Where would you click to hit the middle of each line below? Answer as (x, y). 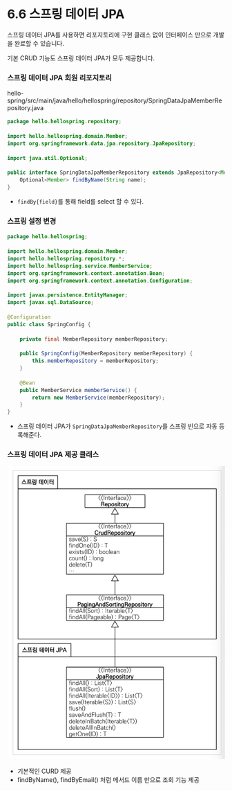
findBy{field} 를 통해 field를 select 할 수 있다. (80, 201)
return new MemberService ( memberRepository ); (99, 398)
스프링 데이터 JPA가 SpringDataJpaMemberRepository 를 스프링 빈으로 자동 (117, 426)
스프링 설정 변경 (32, 221)
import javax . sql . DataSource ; (51, 303)
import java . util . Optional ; (48, 158)
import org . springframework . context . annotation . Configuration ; (100, 281)
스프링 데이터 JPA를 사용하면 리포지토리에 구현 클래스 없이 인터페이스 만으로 (109, 35)
